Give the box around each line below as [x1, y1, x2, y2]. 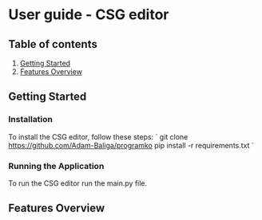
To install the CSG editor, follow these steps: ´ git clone [8, 132, 189, 141]
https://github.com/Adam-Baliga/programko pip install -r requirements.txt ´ [8, 140, 254, 150]
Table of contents [8, 37, 97, 51]
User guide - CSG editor [8, 6, 169, 24]
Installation [8, 114, 54, 125]
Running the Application [8, 160, 105, 171]
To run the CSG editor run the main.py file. [8, 178, 148, 188]
